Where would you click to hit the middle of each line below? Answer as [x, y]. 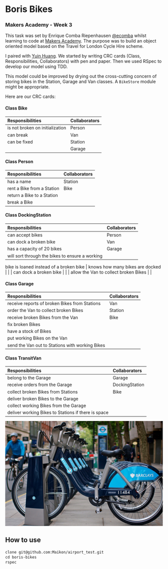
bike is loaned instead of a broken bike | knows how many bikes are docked [83, 267]
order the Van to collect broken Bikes [45, 310]
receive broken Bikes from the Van [43, 317]
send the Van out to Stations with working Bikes [56, 345]
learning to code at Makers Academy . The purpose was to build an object [81, 41]
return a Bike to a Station [33, 195]
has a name [19, 181]
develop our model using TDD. [36, 66]
